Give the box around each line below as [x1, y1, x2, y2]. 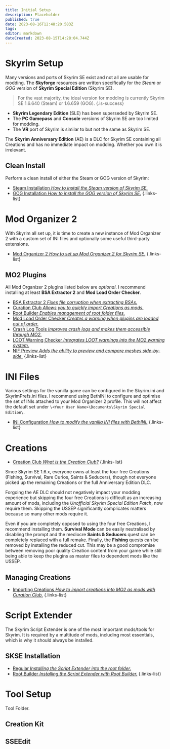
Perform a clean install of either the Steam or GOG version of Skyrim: [5, 175, 149, 181]
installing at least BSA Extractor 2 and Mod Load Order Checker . [5, 289, 141, 295]
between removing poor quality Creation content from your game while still [5, 548, 162, 554]
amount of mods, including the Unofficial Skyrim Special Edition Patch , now [5, 500, 163, 506]
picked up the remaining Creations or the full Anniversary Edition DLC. [5, 479, 152, 485]
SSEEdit [5, 737, 31, 745]
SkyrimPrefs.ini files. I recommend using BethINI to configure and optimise [5, 393, 161, 399]
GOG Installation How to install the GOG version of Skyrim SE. [12, 190, 142, 196]
